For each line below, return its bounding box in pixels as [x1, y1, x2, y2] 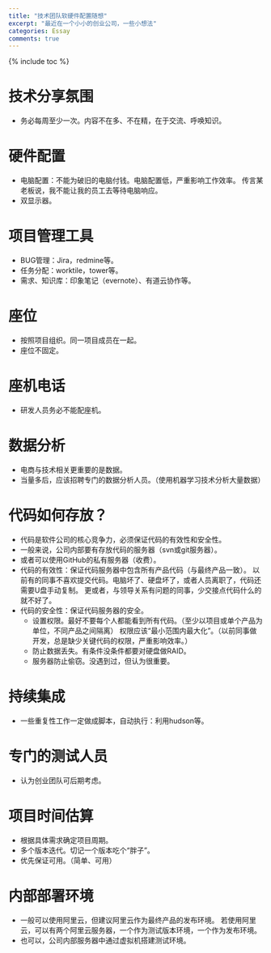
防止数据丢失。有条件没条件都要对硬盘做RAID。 [32, 645, 192, 656]
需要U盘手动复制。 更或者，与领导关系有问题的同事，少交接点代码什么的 [19, 585, 262, 595]
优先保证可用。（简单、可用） [19, 855, 116, 865]
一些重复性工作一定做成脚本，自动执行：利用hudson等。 [19, 716, 209, 725]
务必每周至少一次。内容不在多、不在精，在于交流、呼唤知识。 [19, 116, 227, 126]
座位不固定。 [19, 346, 63, 355]
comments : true [8, 34, 60, 43]
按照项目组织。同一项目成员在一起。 [19, 335, 142, 345]
